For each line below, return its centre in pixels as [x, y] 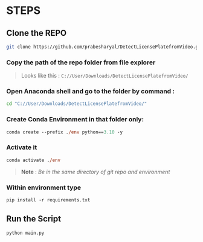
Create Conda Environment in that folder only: [75, 119]
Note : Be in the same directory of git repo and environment [95, 172]
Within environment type [44, 187]
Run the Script [34, 219]
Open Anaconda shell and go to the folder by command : [91, 92]
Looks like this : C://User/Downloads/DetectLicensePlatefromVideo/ [105, 76]
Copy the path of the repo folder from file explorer [81, 62]
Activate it [22, 147]
